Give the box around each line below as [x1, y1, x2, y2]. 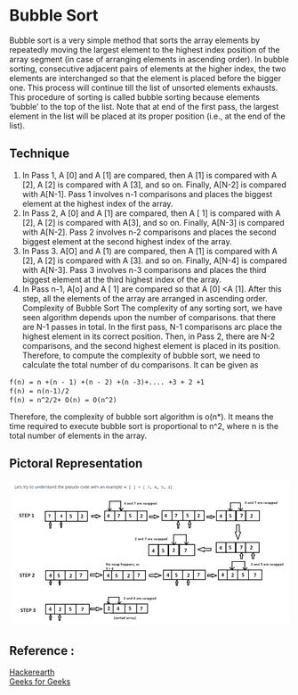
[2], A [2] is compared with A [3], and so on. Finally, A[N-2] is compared [21, 179, 286, 190]
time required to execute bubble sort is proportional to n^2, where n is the [9, 420, 278, 431]
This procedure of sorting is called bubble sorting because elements [9, 91, 261, 103]
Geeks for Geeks [9, 676, 71, 687]
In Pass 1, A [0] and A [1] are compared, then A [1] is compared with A [21, 170, 278, 180]
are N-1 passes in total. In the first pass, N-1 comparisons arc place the [21, 321, 283, 332]
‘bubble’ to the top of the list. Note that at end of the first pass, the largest [9, 101, 279, 112]
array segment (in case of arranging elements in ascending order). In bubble [9, 54, 289, 64]
